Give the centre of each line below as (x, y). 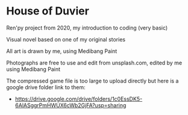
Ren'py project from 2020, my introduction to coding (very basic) (87, 28)
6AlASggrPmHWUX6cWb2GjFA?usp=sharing (70, 105)
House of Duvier (48, 11)
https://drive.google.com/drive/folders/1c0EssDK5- (79, 99)
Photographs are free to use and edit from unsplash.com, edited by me (94, 63)
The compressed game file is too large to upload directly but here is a (92, 81)
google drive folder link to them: (46, 87)
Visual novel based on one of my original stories (66, 39)
